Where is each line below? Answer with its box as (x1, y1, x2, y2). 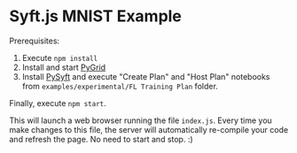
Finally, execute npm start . (9, 97, 106, 108)
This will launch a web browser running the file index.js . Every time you (9, 115, 272, 126)
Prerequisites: (9, 35, 60, 46)
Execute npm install (21, 52, 98, 63)
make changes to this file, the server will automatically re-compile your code (9, 124, 289, 134)
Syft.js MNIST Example (9, 6, 182, 27)
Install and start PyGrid (21, 62, 106, 73)
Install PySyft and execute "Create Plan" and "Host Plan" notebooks (21, 71, 270, 81)
